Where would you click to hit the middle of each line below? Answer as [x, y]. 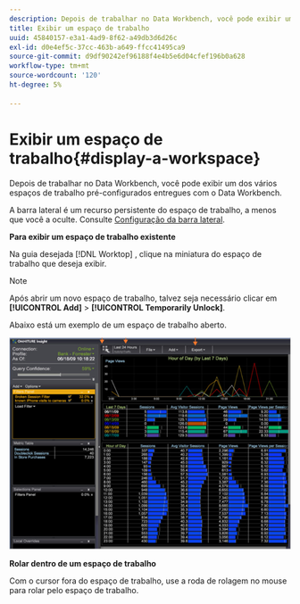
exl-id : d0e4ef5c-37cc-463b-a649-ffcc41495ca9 [97, 47]
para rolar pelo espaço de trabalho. [74, 590]
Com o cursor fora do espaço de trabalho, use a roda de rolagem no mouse [148, 581]
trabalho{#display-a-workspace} [135, 158]
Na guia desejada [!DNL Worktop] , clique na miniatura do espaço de [135, 253]
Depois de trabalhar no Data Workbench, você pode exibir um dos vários [143, 183]
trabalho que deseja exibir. [58, 263]
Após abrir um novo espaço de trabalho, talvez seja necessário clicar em [143, 298]
